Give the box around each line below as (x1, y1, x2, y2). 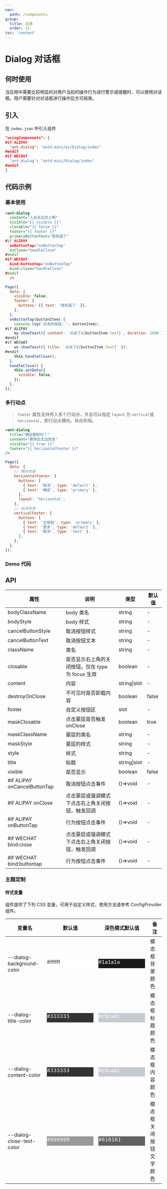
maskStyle (7, 740, 32, 747)
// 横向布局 (14, 469, 36, 474)
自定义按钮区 (66, 706, 96, 713)
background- (7, 960, 39, 967)
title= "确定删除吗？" (9, 432, 50, 437)
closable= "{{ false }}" (9, 225, 59, 230)
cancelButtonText (7, 636, 49, 643)
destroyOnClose (7, 693, 46, 700)
